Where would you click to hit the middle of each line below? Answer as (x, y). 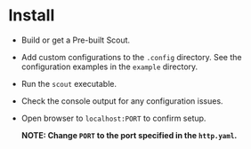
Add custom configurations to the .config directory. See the (131, 57)
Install (32, 16)
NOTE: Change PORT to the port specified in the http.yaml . (129, 135)
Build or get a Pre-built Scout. (76, 40)
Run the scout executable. (69, 83)
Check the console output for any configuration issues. (122, 101)
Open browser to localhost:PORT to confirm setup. (113, 118)
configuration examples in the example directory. (109, 67)
